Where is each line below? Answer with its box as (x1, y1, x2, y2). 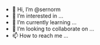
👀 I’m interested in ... (12, 12, 64, 19)
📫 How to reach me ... (12, 32, 68, 39)
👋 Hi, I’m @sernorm (12, 6, 61, 13)
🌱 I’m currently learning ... (12, 19, 77, 26)
